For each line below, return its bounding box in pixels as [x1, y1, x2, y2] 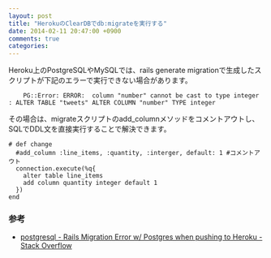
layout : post [8, 11, 53, 20]
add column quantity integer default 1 [23, 179, 158, 187]
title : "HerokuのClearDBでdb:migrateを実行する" [8, 19, 168, 28]
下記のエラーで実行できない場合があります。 [43, 75, 192, 85]
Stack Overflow [19, 241, 73, 251]
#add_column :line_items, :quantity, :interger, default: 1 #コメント [15, 149, 255, 157]
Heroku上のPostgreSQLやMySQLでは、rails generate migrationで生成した [8, 66, 255, 75]
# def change [8, 140, 53, 148]
